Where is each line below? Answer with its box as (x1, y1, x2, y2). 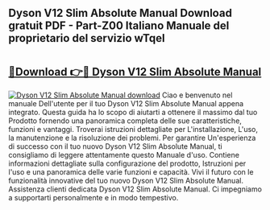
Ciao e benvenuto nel (161, 90, 233, 100)
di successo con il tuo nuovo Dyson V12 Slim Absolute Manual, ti (8, 142, 223, 151)
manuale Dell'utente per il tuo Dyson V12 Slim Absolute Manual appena (8, 99, 244, 108)
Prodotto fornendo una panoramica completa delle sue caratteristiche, (8, 116, 242, 126)
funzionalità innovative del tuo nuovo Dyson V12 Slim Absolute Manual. (8, 176, 244, 185)
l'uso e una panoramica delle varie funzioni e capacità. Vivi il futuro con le (8, 167, 254, 176)
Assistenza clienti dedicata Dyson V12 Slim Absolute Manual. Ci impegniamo (8, 184, 262, 194)
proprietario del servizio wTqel (8, 31, 165, 45)
